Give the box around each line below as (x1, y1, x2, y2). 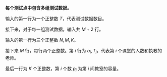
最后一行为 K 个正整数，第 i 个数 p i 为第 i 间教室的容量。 (5, 65, 122, 72)
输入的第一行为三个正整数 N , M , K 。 (5, 37, 79, 43)
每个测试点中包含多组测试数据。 (5, 5, 72, 11)
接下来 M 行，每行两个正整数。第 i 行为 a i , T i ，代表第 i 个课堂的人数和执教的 (5, 48, 162, 55)
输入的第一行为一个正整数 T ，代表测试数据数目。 (5, 16, 107, 22)
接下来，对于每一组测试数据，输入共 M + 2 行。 (5, 26, 104, 32)
